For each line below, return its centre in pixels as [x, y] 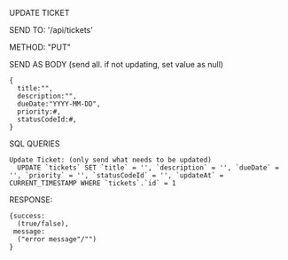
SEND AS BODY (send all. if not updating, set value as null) [117, 64]
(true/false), [43, 224]
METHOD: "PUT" [40, 47]
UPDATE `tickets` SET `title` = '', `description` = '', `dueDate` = [148, 168]
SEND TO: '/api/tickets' [51, 30]
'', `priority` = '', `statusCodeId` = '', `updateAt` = [117, 176]
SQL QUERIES [35, 144]
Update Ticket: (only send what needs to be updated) [111, 160]
